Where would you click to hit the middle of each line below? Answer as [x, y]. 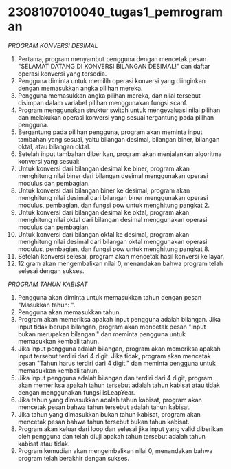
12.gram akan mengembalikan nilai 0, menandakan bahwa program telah [120, 263]
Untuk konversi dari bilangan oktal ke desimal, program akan [103, 234]
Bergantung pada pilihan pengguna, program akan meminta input [110, 132]
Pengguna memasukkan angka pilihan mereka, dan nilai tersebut [109, 95]
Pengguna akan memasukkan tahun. [69, 312]
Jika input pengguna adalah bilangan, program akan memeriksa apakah [119, 349]
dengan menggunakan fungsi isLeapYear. [76, 392]
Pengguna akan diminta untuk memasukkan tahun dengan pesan [110, 297]
